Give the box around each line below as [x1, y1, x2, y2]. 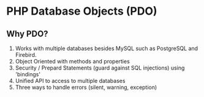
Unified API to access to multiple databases [15, 77, 126, 84]
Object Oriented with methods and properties [15, 58, 130, 65]
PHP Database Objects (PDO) [6, 4, 157, 18]
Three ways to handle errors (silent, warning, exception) [15, 84, 157, 91]
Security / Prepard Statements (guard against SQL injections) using [15, 64, 185, 71]
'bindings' [15, 71, 41, 77]
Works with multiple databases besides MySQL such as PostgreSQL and [15, 45, 198, 52]
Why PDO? [6, 29, 48, 39]
